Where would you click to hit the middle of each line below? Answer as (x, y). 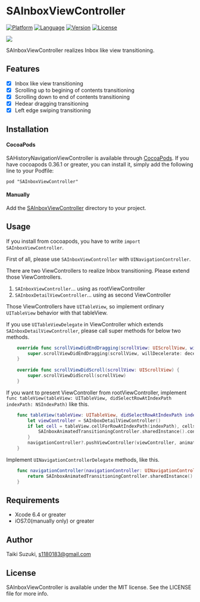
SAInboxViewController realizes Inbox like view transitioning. (80, 50)
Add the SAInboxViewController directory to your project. (76, 208)
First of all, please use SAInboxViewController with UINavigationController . (99, 259)
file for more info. (27, 593)
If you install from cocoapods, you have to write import (74, 241)
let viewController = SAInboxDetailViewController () (94, 421)
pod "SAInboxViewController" (42, 181)
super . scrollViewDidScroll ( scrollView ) (77, 376)
